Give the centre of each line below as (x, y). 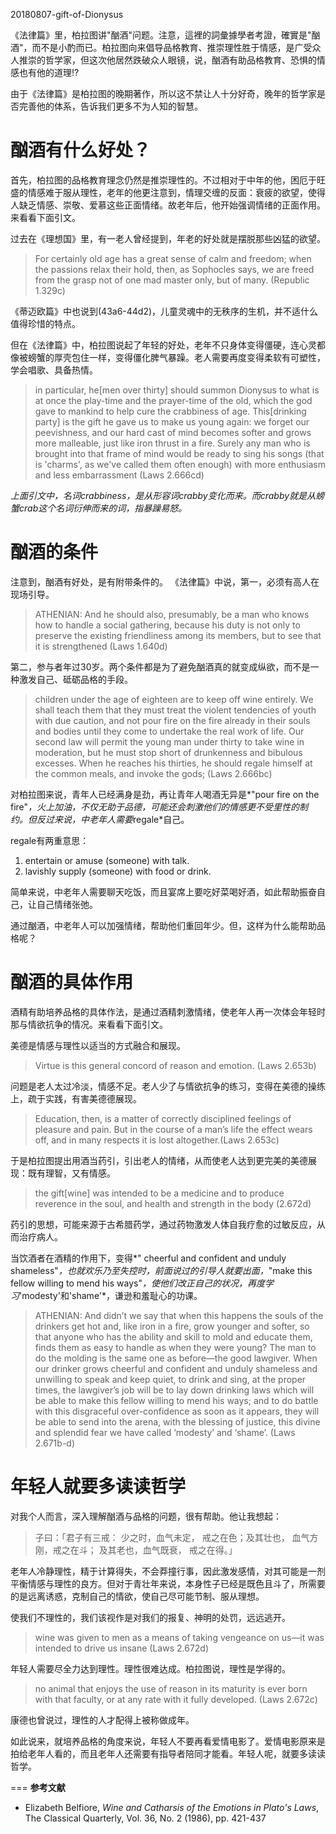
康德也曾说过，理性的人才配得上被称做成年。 (102, 1720)
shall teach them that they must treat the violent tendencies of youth (175, 710)
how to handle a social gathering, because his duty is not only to (167, 625)
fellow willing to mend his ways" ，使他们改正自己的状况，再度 (137, 1283)
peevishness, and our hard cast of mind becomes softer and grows (173, 432)
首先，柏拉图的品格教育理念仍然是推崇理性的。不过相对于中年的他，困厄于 (163, 180)
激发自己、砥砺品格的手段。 (75, 679)
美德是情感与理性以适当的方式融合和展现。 (98, 1045)
